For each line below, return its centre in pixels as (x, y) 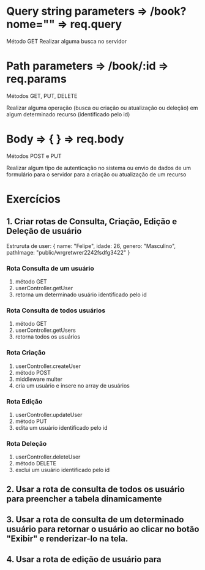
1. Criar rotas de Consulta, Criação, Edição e (92, 222)
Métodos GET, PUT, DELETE (42, 96)
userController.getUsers (46, 330)
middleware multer (39, 379)
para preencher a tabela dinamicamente (84, 499)
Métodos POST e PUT (34, 156)
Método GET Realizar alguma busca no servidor (67, 41)
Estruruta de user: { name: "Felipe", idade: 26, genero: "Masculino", (91, 246)
